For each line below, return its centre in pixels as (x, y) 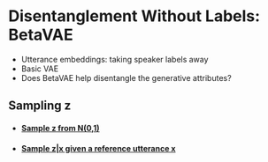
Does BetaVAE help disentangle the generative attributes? (126, 77)
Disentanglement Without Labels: (134, 16)
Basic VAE (40, 69)
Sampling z (40, 106)
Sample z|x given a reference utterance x (98, 148)
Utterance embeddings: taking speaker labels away (115, 59)
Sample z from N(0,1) (60, 128)
